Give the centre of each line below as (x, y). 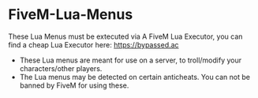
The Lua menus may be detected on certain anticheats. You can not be (135, 77)
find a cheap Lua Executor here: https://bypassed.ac (93, 44)
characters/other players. (61, 68)
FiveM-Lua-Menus (71, 15)
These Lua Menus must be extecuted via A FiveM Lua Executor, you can (125, 36)
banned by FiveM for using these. (74, 85)
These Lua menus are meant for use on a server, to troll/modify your (131, 60)
